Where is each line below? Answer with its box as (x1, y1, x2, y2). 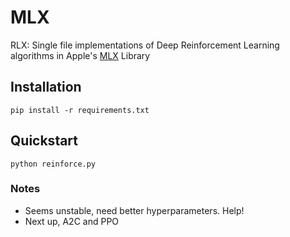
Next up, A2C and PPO (24, 215, 120, 227)
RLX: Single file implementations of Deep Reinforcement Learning (10, 39, 280, 51)
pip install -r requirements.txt (10, 105, 150, 115)
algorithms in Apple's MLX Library (10, 49, 151, 61)
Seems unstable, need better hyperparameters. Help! (24, 204, 245, 216)
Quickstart (10, 132, 79, 150)
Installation (10, 79, 82, 96)
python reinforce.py (10, 159, 97, 169)
